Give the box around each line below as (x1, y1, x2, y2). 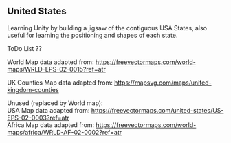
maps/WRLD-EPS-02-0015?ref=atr (7, 65, 107, 73)
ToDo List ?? (7, 44, 43, 52)
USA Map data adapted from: (7, 106, 90, 114)
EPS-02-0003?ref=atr (7, 113, 70, 122)
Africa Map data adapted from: (7, 120, 95, 129)
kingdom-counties (7, 85, 60, 93)
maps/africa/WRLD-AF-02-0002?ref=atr (7, 128, 122, 136)
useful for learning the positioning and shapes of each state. (7, 31, 178, 39)
